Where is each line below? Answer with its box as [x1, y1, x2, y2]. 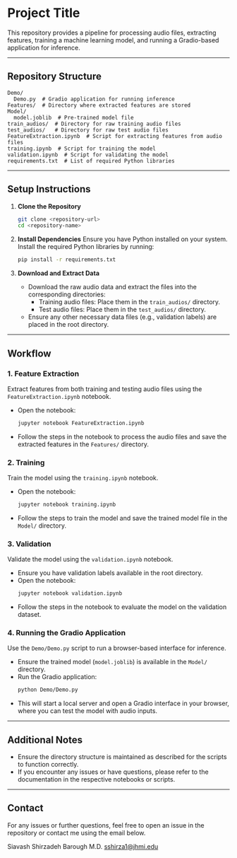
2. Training [7, 458, 45, 468]
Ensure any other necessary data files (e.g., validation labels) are [28, 313, 217, 321]
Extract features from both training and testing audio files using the [7, 384, 202, 393]
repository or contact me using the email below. [7, 828, 146, 837]
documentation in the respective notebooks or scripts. [17, 775, 176, 784]
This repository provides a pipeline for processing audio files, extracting [7, 28, 217, 37]
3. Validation [7, 539, 51, 549]
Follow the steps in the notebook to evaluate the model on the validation [17, 603, 227, 611]
